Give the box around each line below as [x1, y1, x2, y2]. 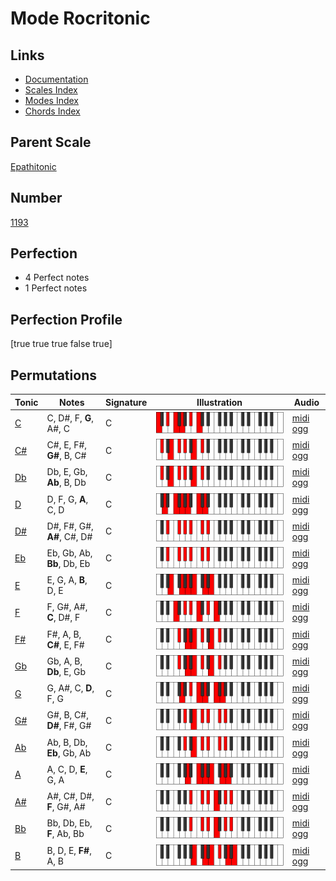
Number [10, 190, 63, 207]
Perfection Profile [10, 311, 123, 328]
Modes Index [24, 95, 79, 106]
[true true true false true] [10, 338, 113, 350]
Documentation [24, 73, 89, 85]
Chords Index [24, 105, 81, 117]
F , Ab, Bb [46, 828, 85, 840]
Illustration [196, 396, 243, 408]
